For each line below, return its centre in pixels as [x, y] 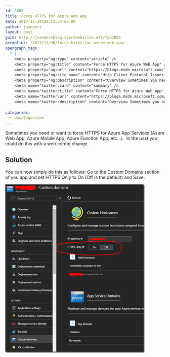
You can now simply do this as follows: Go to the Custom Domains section [82, 172]
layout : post [19, 32]
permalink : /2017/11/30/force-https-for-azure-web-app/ [65, 43]
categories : [18, 112]
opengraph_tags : [22, 48]
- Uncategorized [27, 118]
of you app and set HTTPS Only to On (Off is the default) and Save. [75, 177]
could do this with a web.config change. [47, 144]
